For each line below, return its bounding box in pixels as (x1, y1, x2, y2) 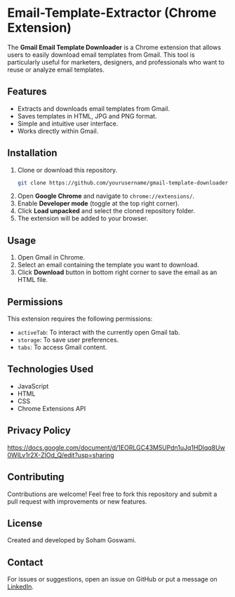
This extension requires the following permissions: (7, 314, 153, 323)
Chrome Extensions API (17, 404, 86, 412)
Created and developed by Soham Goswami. (7, 536, 137, 544)
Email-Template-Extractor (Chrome (7, 5, 217, 21)
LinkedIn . (7, 582, 34, 591)
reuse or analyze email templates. (7, 65, 105, 74)
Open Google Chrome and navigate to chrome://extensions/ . (17, 192, 195, 201)
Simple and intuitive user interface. (17, 119, 119, 128)
